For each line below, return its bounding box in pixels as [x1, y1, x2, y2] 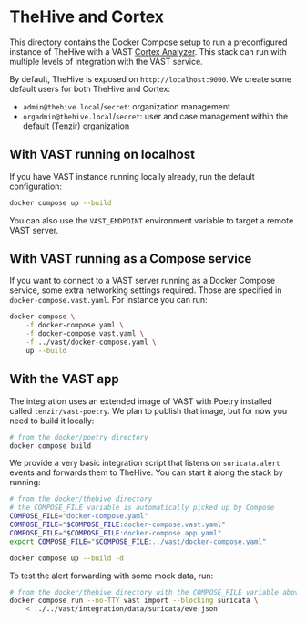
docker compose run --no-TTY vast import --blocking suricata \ [9, 596, 259, 606]
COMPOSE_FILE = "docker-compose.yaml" [9, 512, 148, 521]
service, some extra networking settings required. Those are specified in [9, 285, 282, 296]
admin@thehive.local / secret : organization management [22, 100, 230, 111]
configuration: [9, 181, 62, 192]
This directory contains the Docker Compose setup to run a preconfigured [9, 36, 288, 47]
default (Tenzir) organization [22, 120, 130, 131]
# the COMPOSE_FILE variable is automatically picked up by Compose [9, 504, 275, 513]
